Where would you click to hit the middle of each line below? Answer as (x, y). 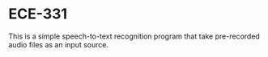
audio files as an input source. (59, 44)
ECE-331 (38, 14)
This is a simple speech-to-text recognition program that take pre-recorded (134, 36)
